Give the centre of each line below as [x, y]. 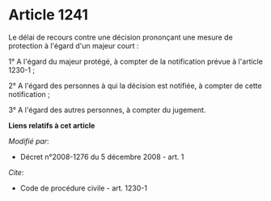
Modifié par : [29, 141]
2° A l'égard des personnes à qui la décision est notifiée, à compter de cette [135, 86]
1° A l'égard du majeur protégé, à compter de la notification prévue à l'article [135, 61]
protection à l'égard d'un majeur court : [74, 45]
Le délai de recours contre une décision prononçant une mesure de [121, 37]
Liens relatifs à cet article [52, 125]
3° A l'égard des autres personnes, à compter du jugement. [107, 110]
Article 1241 [49, 15]
